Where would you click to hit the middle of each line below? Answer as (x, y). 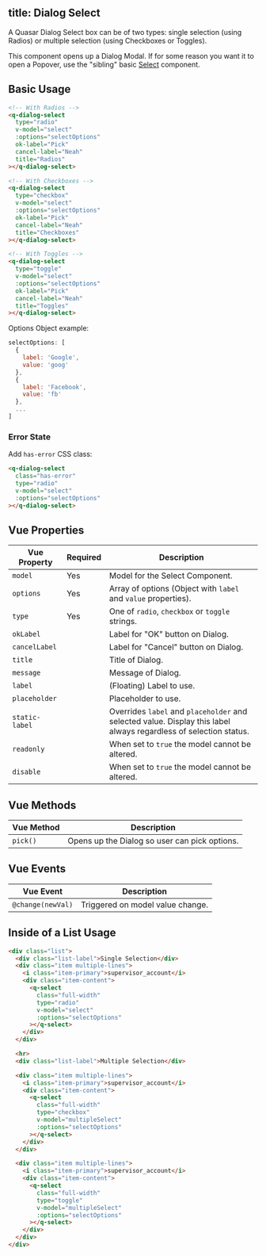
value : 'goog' (46, 365)
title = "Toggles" (42, 306)
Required (84, 557)
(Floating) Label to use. (152, 686)
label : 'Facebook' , (55, 387)
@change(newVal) (43, 904)
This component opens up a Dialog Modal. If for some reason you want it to (131, 56)
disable (27, 772)
